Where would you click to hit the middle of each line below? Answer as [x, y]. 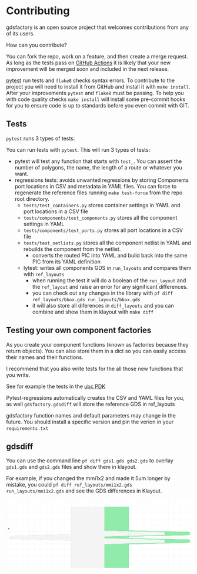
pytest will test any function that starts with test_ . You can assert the [98, 161]
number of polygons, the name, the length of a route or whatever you [98, 167]
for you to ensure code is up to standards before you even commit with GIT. [98, 105]
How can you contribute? [37, 45]
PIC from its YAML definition [66, 262]
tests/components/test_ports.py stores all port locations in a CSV [103, 230]
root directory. [32, 198]
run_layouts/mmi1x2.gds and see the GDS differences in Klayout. [84, 491]
